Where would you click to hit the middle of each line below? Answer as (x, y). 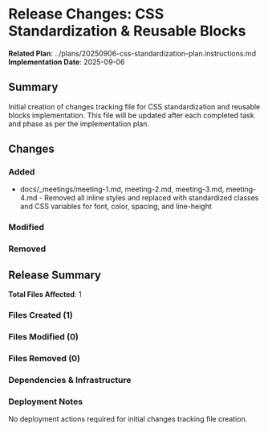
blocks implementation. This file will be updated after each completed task (131, 115)
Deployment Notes (45, 401)
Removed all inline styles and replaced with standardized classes (151, 198)
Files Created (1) (41, 315)
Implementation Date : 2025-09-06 (67, 62)
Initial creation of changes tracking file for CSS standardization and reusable (134, 106)
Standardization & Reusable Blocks (127, 31)
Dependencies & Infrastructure (70, 380)
